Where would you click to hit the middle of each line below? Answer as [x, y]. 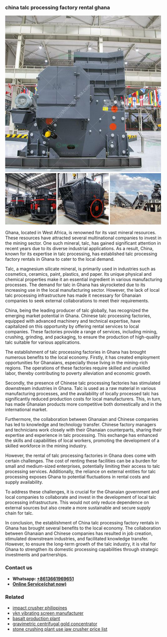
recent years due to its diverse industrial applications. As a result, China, [79, 249]
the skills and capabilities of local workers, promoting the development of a [82, 441]
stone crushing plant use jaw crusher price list [60, 629]
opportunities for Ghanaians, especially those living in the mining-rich [77, 363]
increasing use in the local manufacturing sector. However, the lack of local [82, 290]
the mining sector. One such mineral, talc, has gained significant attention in [83, 243]
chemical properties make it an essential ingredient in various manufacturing [84, 280]
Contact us [19, 568]
